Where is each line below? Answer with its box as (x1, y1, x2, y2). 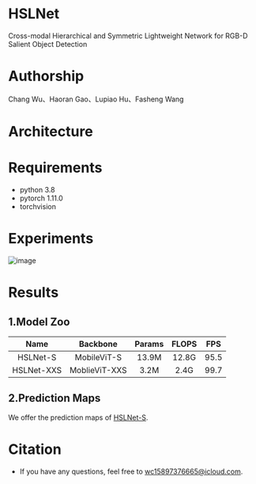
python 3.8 (19, 185, 55, 194)
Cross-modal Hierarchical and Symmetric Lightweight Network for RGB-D (8, 31, 248, 40)
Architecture (8, 123, 93, 141)
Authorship (8, 67, 85, 86)
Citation (8, 440, 62, 458)
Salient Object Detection (8, 39, 88, 48)
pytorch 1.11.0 (19, 193, 63, 203)
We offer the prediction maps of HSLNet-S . (8, 413, 149, 422)
